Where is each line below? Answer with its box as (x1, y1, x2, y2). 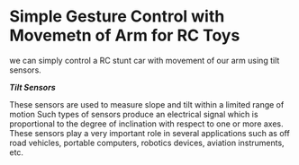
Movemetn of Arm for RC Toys (9, 25, 240, 46)
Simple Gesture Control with (9, 6, 225, 27)
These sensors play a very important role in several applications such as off (9, 127, 290, 138)
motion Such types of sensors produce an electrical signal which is (9, 109, 258, 119)
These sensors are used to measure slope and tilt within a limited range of (9, 99, 285, 109)
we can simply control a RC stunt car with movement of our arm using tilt (9, 55, 280, 65)
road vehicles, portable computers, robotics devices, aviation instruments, (9, 137, 285, 148)
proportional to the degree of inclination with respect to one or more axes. (9, 118, 284, 129)
